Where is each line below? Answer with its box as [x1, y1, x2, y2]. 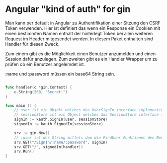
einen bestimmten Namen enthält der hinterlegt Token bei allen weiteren [5, 30, 153, 36]
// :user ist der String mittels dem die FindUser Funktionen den [14, 135, 155, 140]
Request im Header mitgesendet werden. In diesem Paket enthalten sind [5, 36, 153, 42]
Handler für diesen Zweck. [5, 41, 60, 47]
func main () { [5, 103, 37, 108]
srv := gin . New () [14, 130, 50, 135]
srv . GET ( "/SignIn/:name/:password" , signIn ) [14, 140, 108, 145]
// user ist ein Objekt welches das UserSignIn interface [14, 108, 137, 113]
